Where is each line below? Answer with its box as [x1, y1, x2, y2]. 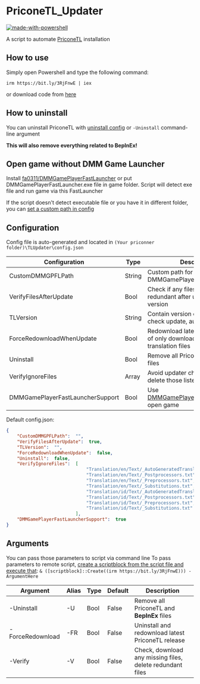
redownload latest [134, 628, 185, 637]
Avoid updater [147, 369, 187, 377]
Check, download [134, 646, 183, 654]
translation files [147, 342, 190, 350]
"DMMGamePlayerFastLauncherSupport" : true [17, 516, 127, 523]
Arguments [6, 538, 49, 549]
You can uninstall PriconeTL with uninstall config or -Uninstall [6, 124, 160, 131]
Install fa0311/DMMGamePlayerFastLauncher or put [6, 175, 132, 182]
